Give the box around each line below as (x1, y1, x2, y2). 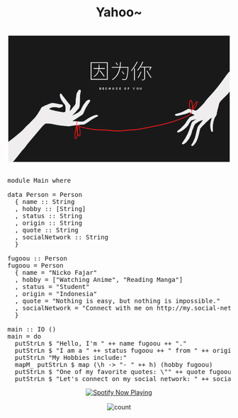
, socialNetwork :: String (14, 233, 108, 241)
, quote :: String (14, 226, 79, 234)
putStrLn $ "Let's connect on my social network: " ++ (14, 375, 210, 383)
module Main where (7, 176, 72, 184)
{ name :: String (14, 198, 75, 205)
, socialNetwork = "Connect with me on (14, 304, 154, 312)
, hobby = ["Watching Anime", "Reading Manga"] (14, 276, 183, 283)
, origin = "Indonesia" (14, 290, 98, 298)
